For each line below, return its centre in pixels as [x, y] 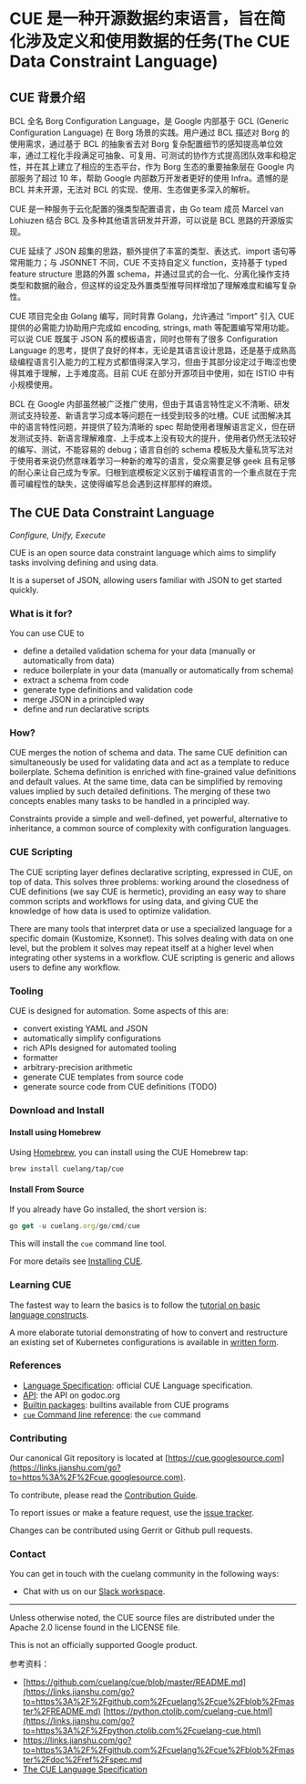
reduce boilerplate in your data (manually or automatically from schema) [158, 671]
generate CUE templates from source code [103, 1077]
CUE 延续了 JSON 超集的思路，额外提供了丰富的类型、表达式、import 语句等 [153, 251]
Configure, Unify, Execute [58, 535]
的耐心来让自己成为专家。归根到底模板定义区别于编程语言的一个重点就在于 [149, 472]
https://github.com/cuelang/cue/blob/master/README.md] [136, 1682]
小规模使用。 [33, 385]
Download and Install [57, 1110]
